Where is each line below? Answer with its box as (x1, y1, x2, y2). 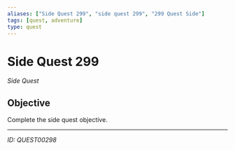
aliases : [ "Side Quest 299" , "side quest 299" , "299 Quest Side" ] (7, 10, 205, 18)
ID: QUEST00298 (7, 136, 57, 144)
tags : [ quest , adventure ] (7, 17, 83, 24)
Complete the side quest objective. (7, 116, 108, 124)
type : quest (7, 23, 42, 30)
